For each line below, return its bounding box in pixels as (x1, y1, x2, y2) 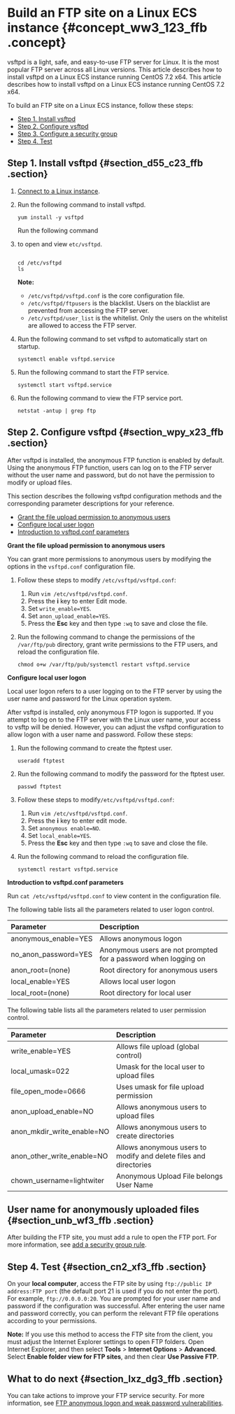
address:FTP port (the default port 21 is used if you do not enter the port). (7, 1287, 220, 1296)
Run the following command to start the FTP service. (17, 367, 169, 376)
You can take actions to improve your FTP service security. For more (7, 1392, 205, 1399)
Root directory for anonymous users (99, 965, 218, 974)
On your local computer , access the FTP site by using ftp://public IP (7, 1280, 212, 1288)
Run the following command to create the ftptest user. (17, 743, 173, 752)
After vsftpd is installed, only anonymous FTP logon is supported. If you (7, 708, 214, 716)
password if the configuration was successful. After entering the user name (7, 1302, 225, 1310)
